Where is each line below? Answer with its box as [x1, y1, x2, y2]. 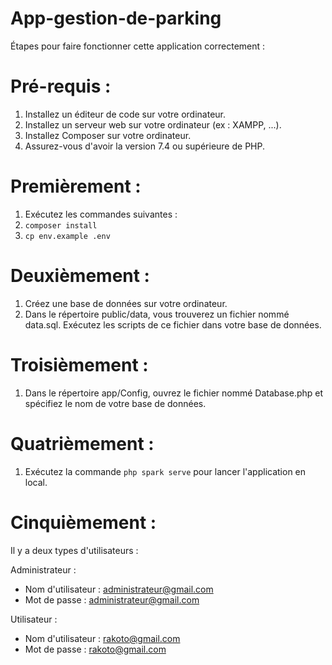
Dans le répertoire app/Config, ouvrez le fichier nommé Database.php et [24, 387, 324, 399]
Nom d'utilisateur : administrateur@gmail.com [24, 583, 214, 595]
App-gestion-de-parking [10, 7, 222, 30]
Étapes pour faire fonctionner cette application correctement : [10, 40, 266, 52]
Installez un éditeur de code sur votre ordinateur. [24, 108, 226, 120]
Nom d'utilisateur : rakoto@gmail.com [24, 632, 181, 644]
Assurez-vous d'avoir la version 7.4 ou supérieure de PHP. [24, 140, 265, 152]
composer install [24, 220, 98, 231]
